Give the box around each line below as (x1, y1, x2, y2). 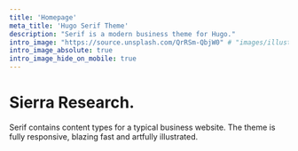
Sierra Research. (9, 92, 135, 113)
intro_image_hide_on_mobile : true (9, 54, 137, 63)
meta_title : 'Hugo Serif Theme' (9, 21, 129, 30)
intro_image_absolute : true (9, 46, 114, 55)
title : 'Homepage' (9, 12, 77, 22)
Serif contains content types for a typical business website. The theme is (9, 122, 276, 132)
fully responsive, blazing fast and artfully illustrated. (9, 131, 199, 142)
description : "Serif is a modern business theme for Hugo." (9, 29, 237, 38)
